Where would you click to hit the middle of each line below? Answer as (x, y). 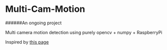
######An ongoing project (33, 23)
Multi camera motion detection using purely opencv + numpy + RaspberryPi (84, 32)
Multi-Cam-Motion (45, 9)
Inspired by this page (27, 42)
